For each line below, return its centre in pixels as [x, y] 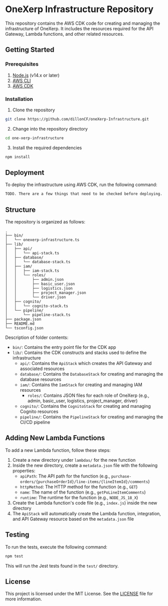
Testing [17, 535]
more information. [24, 599]
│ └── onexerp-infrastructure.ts [42, 240]
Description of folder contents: [37, 338]
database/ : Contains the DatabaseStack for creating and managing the [92, 374]
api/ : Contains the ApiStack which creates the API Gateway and [86, 363]
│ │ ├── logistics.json [39, 288]
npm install [18, 157]
